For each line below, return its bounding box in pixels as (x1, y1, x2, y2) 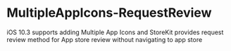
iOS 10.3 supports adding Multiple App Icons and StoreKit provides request (6, 28, 224, 36)
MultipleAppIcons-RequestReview (6, 5, 212, 21)
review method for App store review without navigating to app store (6, 35, 203, 43)
